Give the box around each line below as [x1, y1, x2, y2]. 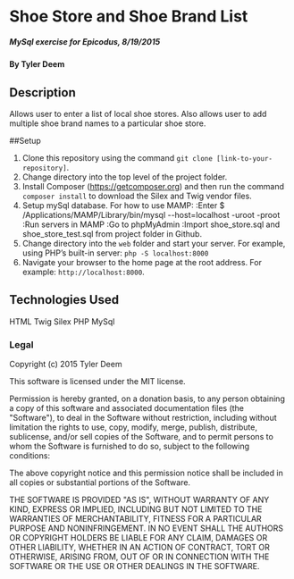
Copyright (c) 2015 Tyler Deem [9, 359, 122, 370]
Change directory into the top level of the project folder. [21, 172, 228, 182]
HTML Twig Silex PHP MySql [9, 315, 115, 327]
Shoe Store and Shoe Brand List [9, 6, 248, 27]
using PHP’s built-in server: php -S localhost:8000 [21, 248, 209, 258]
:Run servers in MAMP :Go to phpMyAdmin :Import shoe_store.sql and [21, 219, 280, 230]
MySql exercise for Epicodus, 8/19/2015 [9, 36, 161, 46]
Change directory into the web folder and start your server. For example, [21, 238, 286, 248]
